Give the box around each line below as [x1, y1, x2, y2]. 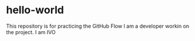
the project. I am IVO [6, 28, 56, 35]
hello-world [6, 3, 65, 17]
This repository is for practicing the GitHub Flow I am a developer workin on [6, 23, 190, 29]
